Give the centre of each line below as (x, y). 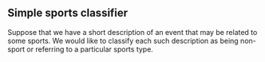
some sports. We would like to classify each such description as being (123, 41)
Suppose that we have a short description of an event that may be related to (132, 32)
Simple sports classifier (68, 13)
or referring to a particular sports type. (90, 49)
